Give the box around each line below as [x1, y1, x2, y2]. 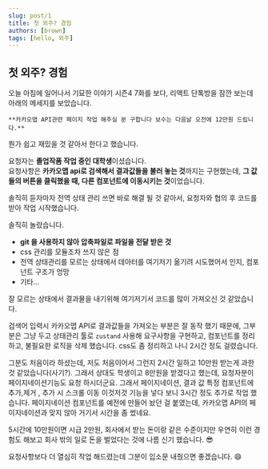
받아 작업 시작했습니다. [8, 203, 79, 213]
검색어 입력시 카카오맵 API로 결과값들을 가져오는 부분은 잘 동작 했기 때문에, [8, 321, 242, 331]
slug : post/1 [8, 11, 52, 20]
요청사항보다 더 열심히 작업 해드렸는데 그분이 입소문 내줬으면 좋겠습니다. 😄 [8, 452, 242, 462]
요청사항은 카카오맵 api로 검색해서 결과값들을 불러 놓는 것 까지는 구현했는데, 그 [8, 166, 250, 176]
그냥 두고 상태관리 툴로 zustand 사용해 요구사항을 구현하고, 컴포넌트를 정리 [22, 331, 255, 340]
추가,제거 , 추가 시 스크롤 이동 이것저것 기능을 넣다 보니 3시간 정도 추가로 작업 [8, 388, 250, 398]
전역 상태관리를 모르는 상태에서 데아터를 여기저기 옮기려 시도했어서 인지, [19, 257, 245, 267]
